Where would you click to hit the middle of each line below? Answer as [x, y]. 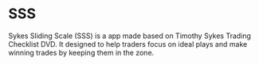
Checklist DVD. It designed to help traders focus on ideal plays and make [128, 44]
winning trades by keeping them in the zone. [81, 52]
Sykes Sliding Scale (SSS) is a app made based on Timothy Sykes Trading [129, 36]
